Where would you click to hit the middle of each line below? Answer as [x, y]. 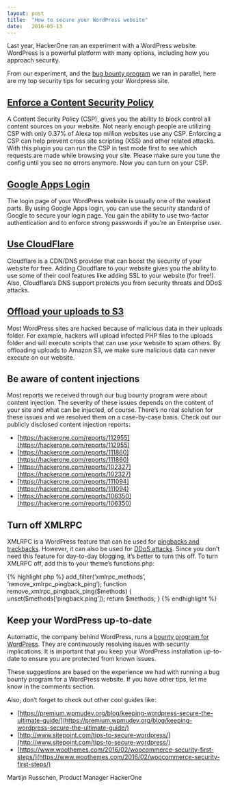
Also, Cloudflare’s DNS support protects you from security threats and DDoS [114, 283]
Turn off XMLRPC [45, 525]
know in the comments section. [51, 686]
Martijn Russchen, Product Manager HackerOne [75, 778]
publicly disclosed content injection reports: [69, 425]
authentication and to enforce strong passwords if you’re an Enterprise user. [114, 223]
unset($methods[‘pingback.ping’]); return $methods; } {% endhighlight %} [112, 599]
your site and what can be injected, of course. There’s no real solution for [110, 410]
